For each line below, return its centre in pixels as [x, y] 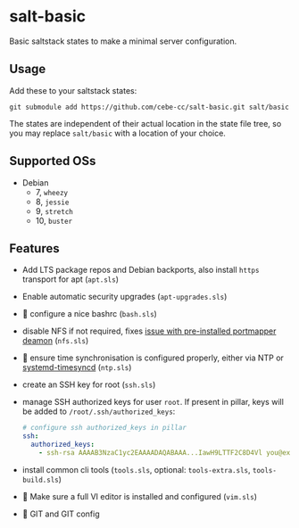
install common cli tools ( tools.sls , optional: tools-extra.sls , [137, 469]
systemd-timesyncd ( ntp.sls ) [77, 367]
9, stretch [54, 210]
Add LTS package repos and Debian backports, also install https [141, 270]
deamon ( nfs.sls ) [55, 341]
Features [34, 248]
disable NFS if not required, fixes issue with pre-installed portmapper [149, 331]
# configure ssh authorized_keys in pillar [104, 428]
